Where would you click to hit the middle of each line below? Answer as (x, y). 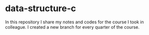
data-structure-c (41, 9)
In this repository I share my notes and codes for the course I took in (74, 22)
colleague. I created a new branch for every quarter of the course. (72, 27)
